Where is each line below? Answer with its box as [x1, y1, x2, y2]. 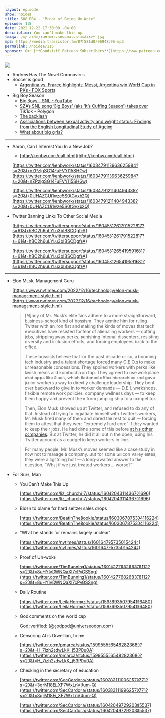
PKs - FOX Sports [19, 87, 55, 93]
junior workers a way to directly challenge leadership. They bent [24, 379, 155, 385]
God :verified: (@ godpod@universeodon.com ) [19, 623, 114, 629]
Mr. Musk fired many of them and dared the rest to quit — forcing [24, 416, 157, 421]
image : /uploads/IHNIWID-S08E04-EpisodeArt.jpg [5, 35, 105, 40]
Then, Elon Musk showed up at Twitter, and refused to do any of [24, 405, 155, 411]
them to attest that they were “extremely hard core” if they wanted [24, 420, 159, 427]
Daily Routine [19, 589, 47, 595]
